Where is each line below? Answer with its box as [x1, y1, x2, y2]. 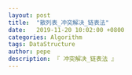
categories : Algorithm [8, 33, 82, 41]
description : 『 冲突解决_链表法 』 [8, 55, 118, 63]
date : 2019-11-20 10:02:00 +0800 [8, 26, 125, 34]
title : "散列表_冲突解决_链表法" [8, 19, 109, 27]
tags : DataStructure [8, 41, 76, 48]
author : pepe [8, 48, 51, 55]
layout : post [8, 11, 51, 20]
